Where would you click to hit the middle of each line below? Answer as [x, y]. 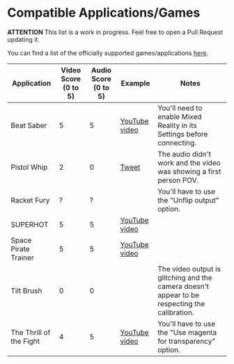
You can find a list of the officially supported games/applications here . [108, 53]
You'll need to [180, 108]
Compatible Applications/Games [104, 13]
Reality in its [177, 125]
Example [135, 83]
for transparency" [187, 341]
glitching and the [185, 278]
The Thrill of [31, 332]
